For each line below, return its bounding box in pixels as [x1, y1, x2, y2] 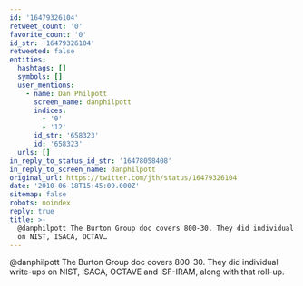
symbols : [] [17, 72, 64, 81]
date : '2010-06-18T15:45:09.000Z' [9, 182, 141, 191]
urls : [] [17, 148, 51, 157]
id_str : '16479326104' [9, 38, 95, 48]
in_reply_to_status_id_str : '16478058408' [9, 156, 172, 166]
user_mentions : [17, 81, 75, 90]
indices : [33, 106, 67, 115]
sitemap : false [9, 190, 67, 199]
